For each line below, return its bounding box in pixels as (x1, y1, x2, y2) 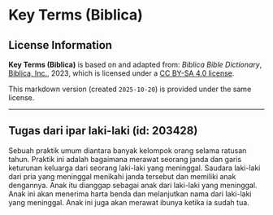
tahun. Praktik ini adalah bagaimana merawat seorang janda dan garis (8, 154, 242, 164)
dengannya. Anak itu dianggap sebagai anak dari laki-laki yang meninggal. (8, 180, 258, 190)
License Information (8, 38, 112, 52)
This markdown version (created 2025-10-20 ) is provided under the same (8, 84, 252, 94)
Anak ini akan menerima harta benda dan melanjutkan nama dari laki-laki (8, 189, 252, 199)
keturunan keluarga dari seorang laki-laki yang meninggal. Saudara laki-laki (8, 163, 261, 173)
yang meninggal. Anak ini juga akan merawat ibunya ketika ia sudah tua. (8, 197, 249, 207)
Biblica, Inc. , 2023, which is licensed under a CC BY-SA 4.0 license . (8, 68, 235, 78)
